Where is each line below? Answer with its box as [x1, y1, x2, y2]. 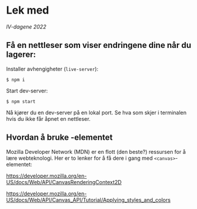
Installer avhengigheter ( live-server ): [6, 65, 99, 72]
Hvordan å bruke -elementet [6, 133, 113, 143]
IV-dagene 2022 [6, 23, 46, 30]
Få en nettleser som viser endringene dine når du [6, 40, 192, 50]
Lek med [6, 4, 49, 17]
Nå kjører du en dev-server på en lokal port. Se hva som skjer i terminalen [6, 109, 187, 116]
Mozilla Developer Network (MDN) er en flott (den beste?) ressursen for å [6, 148, 186, 155]
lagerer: [6, 50, 36, 60]
